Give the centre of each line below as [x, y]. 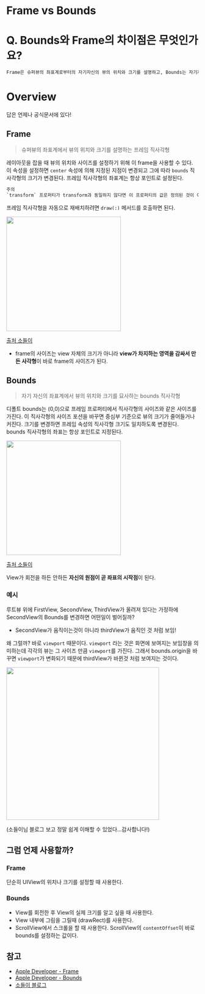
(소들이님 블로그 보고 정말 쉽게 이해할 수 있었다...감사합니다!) [78, 829]
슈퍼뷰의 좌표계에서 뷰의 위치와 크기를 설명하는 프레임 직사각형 [95, 150]
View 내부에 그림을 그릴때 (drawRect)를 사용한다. [74, 920]
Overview [31, 97]
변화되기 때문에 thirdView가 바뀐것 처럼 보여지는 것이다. [112, 658]
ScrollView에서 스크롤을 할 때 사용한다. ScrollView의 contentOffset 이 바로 [105, 927]
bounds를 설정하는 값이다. [47, 935]
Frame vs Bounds [51, 11]
